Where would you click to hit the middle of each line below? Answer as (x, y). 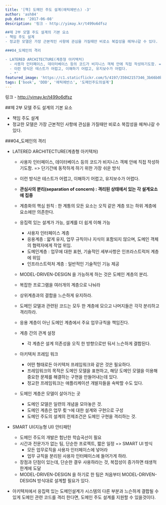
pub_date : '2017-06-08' (30, 19)
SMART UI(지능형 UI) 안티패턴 (42, 427)
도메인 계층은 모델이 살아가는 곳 (50, 394)
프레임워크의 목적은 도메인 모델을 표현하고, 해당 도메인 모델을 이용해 (92, 371)
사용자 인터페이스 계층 (48, 233)
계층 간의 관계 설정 (38, 333)
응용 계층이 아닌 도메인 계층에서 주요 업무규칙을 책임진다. (74, 322)
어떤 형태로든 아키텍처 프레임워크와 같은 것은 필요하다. (79, 364)
